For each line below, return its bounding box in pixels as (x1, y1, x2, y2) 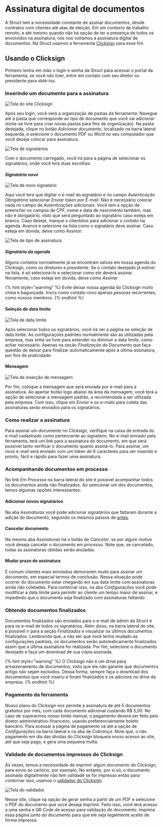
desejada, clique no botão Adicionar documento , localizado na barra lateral (5, 126, 156, 132)
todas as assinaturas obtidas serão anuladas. (5, 547, 96, 552)
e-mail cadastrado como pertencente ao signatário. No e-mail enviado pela (5, 433, 156, 439)
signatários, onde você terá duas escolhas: (5, 160, 91, 166)
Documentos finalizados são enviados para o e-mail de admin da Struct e (5, 618, 152, 624)
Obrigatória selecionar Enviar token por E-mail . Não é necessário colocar (5, 197, 152, 203)
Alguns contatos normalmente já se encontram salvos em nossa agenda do (5, 259, 156, 265)
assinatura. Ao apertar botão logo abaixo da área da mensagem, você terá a (5, 389, 158, 394)
